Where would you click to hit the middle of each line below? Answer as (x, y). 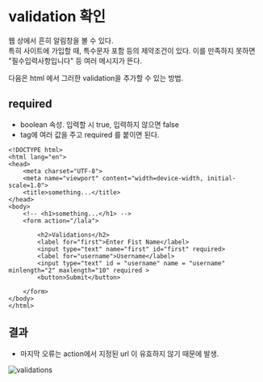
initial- (221, 178)
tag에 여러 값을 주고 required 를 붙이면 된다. (90, 134)
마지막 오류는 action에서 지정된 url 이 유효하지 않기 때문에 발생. (119, 354)
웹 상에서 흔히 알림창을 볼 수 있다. (61, 40)
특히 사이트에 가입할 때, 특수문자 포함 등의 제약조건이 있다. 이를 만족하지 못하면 (132, 50)
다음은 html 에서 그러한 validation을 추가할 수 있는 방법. (96, 78)
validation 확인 (57, 17)
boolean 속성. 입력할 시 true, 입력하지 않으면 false (100, 124)
